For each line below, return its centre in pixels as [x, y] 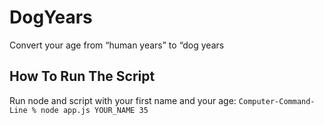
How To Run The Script [82, 76]
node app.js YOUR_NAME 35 [94, 110]
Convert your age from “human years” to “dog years [117, 45]
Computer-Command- [277, 101]
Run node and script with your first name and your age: [123, 100]
